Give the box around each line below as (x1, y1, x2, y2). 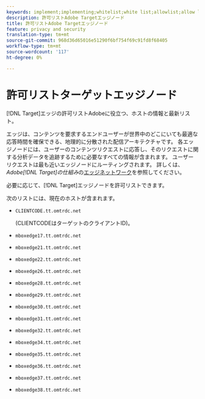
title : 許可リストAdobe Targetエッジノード (6, 20, 109, 26)
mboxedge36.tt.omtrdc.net (15, 363, 81, 369)
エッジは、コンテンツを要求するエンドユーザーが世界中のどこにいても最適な (6, 130, 198, 138)
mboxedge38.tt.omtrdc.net (15, 387, 81, 393)
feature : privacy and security (6, 26, 86, 32)
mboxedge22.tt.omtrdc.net (15, 256, 81, 263)
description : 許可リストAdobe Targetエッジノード (6, 15, 125, 21)
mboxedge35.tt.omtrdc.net (15, 351, 81, 357)
